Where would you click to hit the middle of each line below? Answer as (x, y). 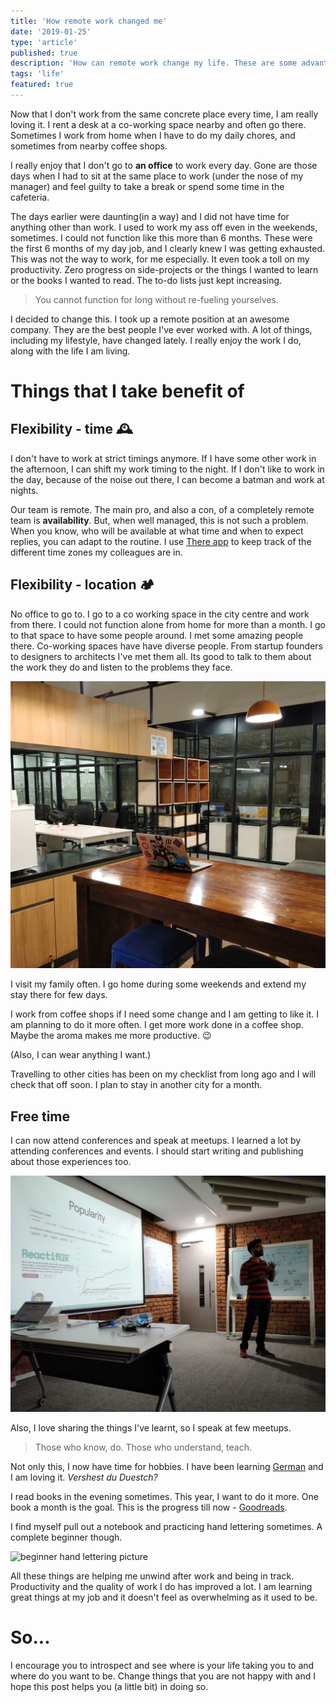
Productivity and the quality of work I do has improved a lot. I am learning (161, 1587)
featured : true (42, 85)
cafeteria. (30, 197)
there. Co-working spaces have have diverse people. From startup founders (166, 646)
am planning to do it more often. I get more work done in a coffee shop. (157, 1025)
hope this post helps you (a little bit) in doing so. (109, 1687)
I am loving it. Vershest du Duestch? (84, 1477)
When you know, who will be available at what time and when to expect (157, 531)
